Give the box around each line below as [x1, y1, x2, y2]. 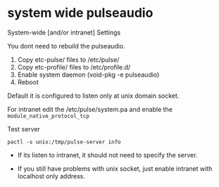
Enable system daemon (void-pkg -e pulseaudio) [17, 70, 160, 79]
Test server [7, 124, 41, 133]
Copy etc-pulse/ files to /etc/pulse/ [17, 55, 120, 64]
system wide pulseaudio [7, 5, 154, 21]
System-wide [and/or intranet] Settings [7, 28, 121, 37]
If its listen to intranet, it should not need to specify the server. [17, 150, 198, 159]
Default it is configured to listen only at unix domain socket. [7, 91, 180, 100]
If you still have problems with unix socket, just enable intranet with [17, 164, 213, 173]
